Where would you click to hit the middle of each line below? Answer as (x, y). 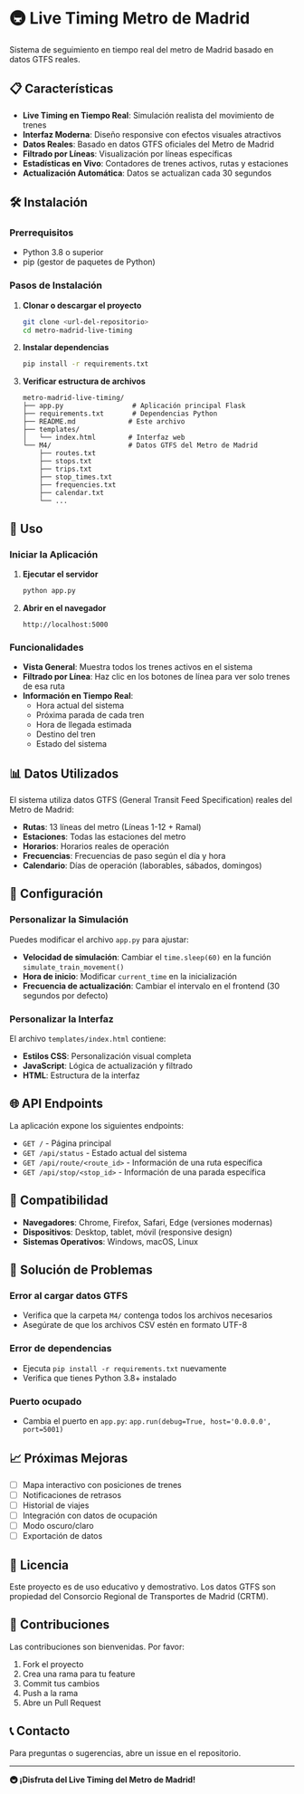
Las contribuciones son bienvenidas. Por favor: (97, 1646)
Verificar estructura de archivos (84, 381)
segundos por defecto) (65, 995)
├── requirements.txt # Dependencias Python (120, 414)
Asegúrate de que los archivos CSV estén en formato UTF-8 (135, 1325)
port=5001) (43, 1429)
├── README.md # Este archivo (104, 422)
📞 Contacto (40, 1731)
